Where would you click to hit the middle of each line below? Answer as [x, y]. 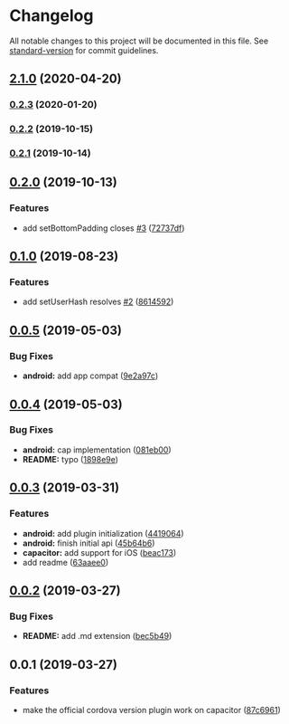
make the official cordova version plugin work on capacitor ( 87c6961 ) [152, 710]
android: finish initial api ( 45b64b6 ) [89, 543]
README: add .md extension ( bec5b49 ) [97, 636]
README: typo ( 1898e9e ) [70, 459]
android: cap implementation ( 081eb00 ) [97, 450]
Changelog [51, 16]
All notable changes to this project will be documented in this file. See [139, 41]
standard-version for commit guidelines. [84, 50]
